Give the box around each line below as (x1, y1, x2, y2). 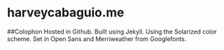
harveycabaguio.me (7, 5, 125, 21)
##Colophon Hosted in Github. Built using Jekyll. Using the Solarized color (7, 27, 217, 36)
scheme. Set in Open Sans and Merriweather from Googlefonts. (7, 34, 187, 42)
